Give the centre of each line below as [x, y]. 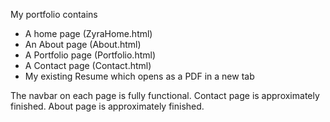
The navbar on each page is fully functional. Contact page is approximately [165, 95]
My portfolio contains [54, 14]
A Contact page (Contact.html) [88, 65]
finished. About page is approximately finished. [107, 106]
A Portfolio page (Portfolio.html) [90, 55]
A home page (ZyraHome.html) [88, 33]
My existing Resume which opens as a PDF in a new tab [139, 76]
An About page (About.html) [83, 44]
